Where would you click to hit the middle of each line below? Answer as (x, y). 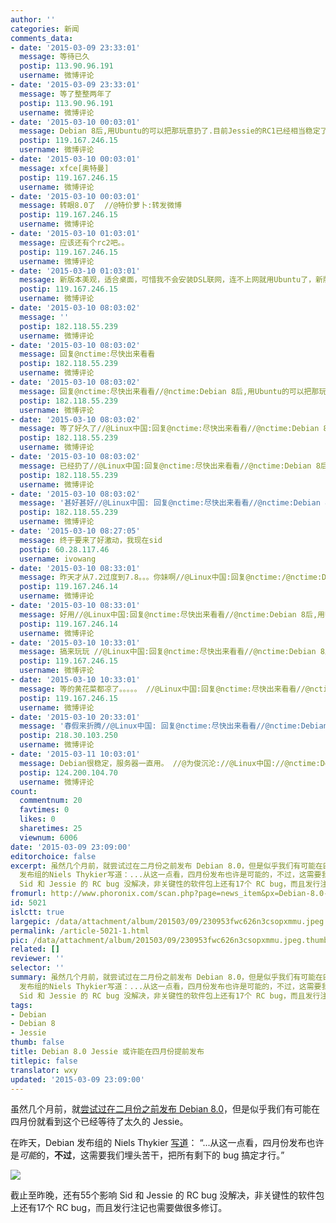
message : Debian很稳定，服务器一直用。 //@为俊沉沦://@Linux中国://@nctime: (170, 763)
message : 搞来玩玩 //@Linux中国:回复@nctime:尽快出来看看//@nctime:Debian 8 (172, 652)
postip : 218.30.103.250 (68, 736)
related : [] (35, 949)
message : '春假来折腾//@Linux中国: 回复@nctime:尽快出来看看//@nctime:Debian (173, 726)
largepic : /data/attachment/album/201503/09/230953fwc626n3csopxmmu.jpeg (167, 921)
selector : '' (37, 968)
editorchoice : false (53, 856)
